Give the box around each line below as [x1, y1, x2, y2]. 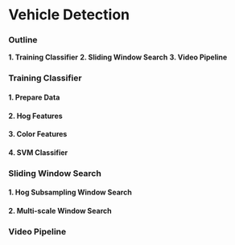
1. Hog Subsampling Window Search [8, 187, 133, 198]
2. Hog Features [8, 111, 63, 120]
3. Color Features [8, 129, 68, 139]
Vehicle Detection [8, 6, 130, 24]
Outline [8, 35, 38, 46]
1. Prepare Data [8, 92, 60, 102]
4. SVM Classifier [8, 147, 68, 157]
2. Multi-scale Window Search [8, 206, 112, 215]
